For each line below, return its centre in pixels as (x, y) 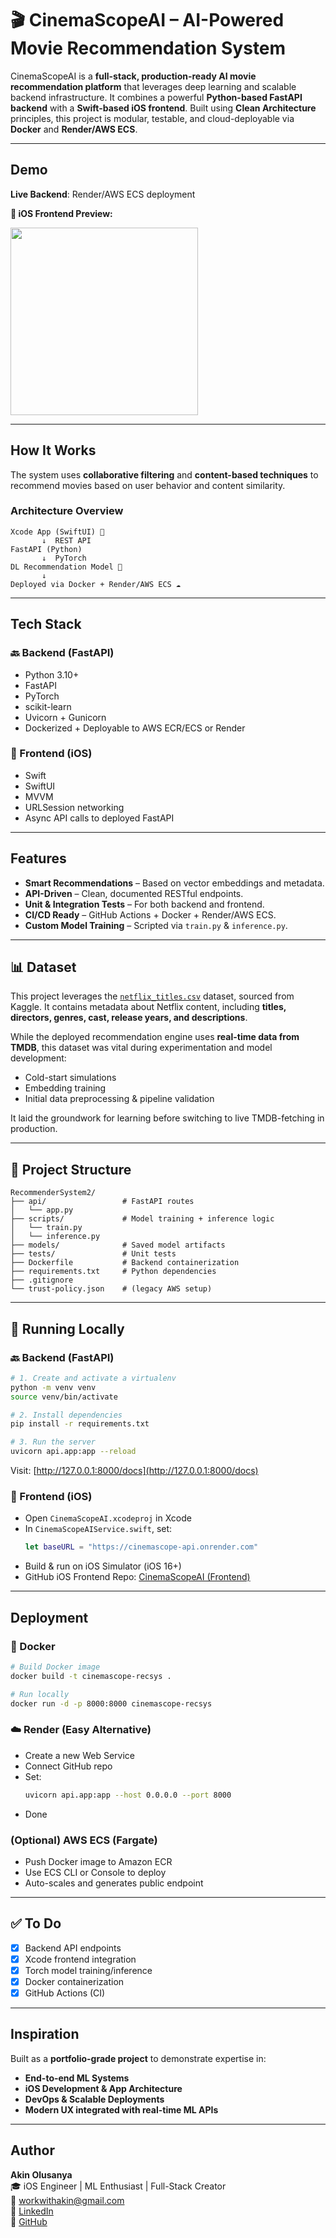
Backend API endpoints (73, 1948)
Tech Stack (46, 624)
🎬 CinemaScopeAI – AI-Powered (147, 20)
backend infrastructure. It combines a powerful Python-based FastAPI (156, 97)
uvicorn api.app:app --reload (73, 1452)
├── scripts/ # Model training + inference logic (142, 1219)
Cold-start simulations (70, 1078)
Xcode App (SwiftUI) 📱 (57, 532)
